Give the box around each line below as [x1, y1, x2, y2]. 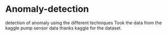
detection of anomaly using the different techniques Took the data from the [5, 20, 162, 26]
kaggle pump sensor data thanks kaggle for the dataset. [5, 25, 122, 31]
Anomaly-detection [5, 3, 89, 15]
